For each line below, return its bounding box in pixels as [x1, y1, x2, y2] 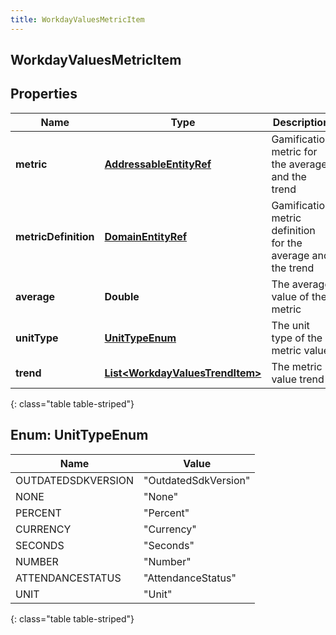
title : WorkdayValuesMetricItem [10, 14, 145, 25]
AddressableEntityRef [104, 157, 212, 171]
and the [271, 169, 307, 183]
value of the [271, 289, 328, 303]
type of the [271, 331, 323, 345]
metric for [271, 144, 318, 158]
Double [104, 289, 140, 303]
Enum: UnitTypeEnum [10, 427, 149, 444]
